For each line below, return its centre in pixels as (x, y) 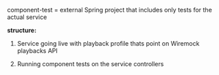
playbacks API (37, 51)
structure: (22, 30)
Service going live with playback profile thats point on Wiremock (108, 43)
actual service (27, 17)
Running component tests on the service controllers (90, 64)
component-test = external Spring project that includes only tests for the (110, 10)
